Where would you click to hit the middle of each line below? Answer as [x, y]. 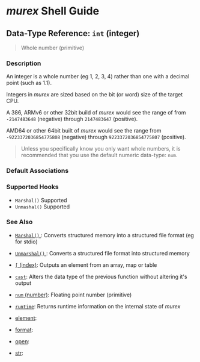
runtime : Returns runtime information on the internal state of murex [98, 306]
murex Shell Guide [53, 11]
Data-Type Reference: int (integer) [73, 33]
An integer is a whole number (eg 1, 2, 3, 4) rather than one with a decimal [98, 76]
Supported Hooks [32, 187]
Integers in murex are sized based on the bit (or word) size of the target [95, 95]
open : [22, 341]
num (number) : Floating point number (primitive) [73, 295]
